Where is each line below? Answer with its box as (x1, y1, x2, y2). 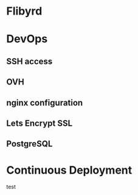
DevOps (6, 32, 48, 46)
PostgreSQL (6, 139, 53, 149)
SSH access (6, 56, 53, 66)
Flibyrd (6, 4, 43, 18)
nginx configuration (6, 97, 83, 108)
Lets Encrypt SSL (6, 118, 73, 128)
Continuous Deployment (6, 163, 133, 177)
